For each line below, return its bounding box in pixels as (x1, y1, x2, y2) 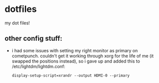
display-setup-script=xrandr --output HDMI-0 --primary (11, 73, 130, 78)
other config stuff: (4, 34, 62, 43)
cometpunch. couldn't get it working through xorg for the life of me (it (11, 53, 154, 59)
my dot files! (4, 20, 30, 26)
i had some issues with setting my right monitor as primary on (11, 47, 138, 53)
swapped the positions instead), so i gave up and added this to (11, 58, 140, 64)
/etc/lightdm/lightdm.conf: (11, 63, 65, 69)
